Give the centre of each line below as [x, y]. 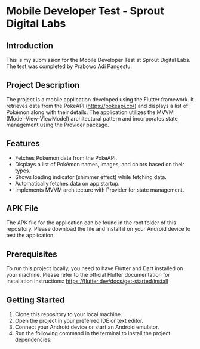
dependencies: [33, 340]
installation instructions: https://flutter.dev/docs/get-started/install [87, 281]
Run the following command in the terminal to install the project [93, 333]
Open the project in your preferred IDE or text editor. [79, 321]
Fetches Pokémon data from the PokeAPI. [66, 158]
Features [23, 143]
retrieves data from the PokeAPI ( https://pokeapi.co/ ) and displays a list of [97, 106]
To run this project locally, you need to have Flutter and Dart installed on [95, 268]
